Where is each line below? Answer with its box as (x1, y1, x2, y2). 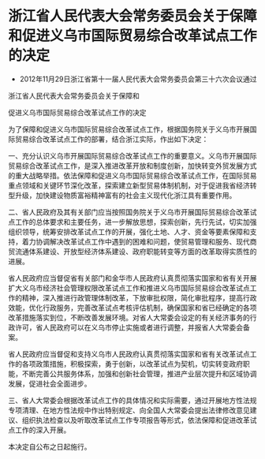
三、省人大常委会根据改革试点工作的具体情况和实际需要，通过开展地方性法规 (8, 395, 257, 405)
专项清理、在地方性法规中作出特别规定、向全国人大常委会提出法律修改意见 (8, 405, 250, 415)
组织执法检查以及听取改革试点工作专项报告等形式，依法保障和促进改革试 (21, 415, 257, 424)
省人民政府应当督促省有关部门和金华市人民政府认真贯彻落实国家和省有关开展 (8, 273, 257, 282)
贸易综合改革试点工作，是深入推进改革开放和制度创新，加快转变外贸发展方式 (8, 161, 257, 170)
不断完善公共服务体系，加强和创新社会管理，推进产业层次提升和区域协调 (21, 368, 257, 379)
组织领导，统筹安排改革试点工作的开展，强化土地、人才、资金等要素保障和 (8, 226, 250, 237)
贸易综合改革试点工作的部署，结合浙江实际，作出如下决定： (14, 134, 209, 144)
